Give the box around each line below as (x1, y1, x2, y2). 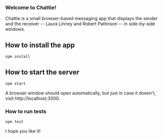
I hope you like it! (5, 128, 41, 134)
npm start (5, 81, 26, 86)
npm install (5, 54, 30, 59)
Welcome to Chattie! (5, 4, 57, 11)
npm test (5, 119, 24, 124)
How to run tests (5, 108, 47, 115)
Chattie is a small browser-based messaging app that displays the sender (5, 16, 158, 22)
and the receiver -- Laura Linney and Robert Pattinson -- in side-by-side (5, 21, 155, 27)
